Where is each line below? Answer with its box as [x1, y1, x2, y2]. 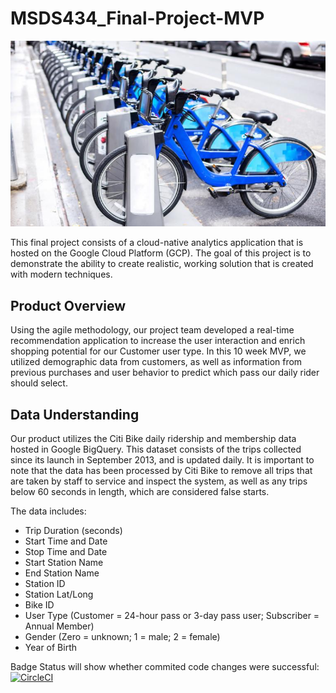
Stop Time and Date [24, 546, 108, 558]
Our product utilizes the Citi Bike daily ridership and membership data [10, 433, 297, 445]
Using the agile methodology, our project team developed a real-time [10, 324, 295, 336]
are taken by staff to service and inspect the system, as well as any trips [10, 475, 308, 487]
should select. [10, 377, 68, 389]
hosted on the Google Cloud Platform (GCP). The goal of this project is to [10, 247, 312, 259]
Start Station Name [24, 557, 104, 569]
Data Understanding [10, 406, 140, 423]
